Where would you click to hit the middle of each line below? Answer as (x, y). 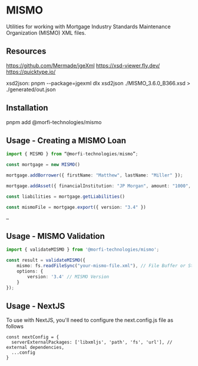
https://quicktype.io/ (31, 72)
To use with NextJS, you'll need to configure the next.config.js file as (90, 320)
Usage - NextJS (36, 306)
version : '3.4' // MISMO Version (68, 277)
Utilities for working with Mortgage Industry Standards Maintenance (88, 26)
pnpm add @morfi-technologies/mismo (54, 122)
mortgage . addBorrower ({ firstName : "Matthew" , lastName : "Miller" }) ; (95, 175)
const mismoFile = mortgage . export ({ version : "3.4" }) (76, 207)
